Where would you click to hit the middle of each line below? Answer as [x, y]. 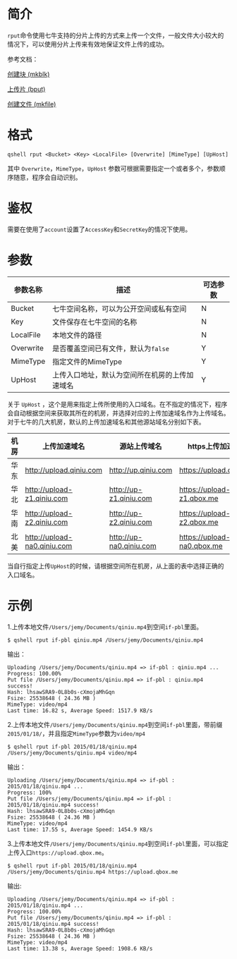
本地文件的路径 [77, 335]
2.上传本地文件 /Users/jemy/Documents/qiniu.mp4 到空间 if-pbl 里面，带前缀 [115, 724]
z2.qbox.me [199, 522]
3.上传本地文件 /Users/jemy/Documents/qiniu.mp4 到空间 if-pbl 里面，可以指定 [118, 843]
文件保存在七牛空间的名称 [95, 322]
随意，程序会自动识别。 [47, 177]
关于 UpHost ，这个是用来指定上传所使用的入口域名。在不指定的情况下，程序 [117, 404]
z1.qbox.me [199, 498]
